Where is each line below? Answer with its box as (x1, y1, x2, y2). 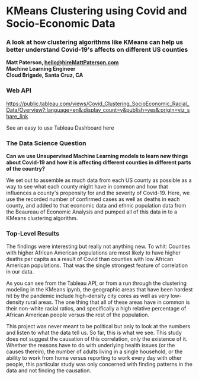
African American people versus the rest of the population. (6, 311, 150, 319)
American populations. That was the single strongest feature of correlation (6, 262, 188, 269)
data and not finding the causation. (6, 367, 92, 374)
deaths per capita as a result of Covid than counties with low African (6, 256, 174, 263)
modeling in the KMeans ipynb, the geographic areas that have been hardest (6, 286, 193, 293)
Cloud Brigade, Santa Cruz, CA (6, 71, 84, 78)
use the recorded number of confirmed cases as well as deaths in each (6, 196, 180, 203)
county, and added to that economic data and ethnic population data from (6, 202, 187, 209)
